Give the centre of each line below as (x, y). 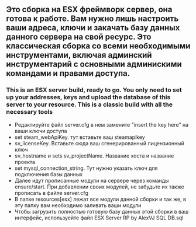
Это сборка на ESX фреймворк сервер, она (89, 10)
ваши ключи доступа (41, 131)
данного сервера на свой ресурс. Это (79, 37)
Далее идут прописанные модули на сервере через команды (92, 180)
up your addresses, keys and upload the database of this (88, 97)
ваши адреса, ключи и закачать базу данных (93, 28)
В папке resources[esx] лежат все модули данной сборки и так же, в (100, 199)
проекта (25, 162)
